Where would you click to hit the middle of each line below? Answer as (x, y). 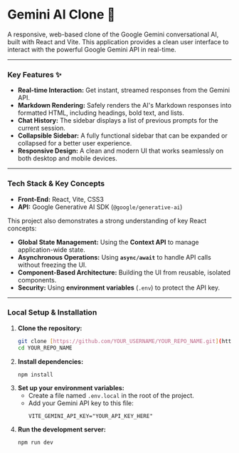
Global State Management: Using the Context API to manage (108, 242)
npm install (35, 375)
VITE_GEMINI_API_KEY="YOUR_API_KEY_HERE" (90, 417)
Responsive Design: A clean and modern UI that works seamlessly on (121, 151)
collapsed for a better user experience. (75, 143)
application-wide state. (51, 250)
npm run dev (35, 443)
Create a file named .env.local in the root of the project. (111, 396)
